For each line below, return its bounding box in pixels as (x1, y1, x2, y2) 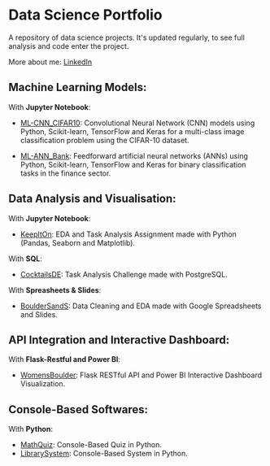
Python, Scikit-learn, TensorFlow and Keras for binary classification (20, 159, 246, 169)
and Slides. (20, 309, 59, 319)
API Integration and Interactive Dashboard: (8, 333, 230, 346)
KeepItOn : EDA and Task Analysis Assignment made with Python (20, 229, 237, 239)
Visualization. (20, 379, 66, 389)
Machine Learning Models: (8, 81, 147, 94)
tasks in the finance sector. (20, 168, 111, 178)
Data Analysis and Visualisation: (8, 192, 176, 206)
